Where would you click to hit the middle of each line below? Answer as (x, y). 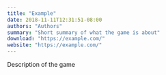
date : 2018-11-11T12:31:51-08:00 (55, 20)
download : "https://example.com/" (56, 39)
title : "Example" (32, 13)
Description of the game (41, 64)
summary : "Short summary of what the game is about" (84, 32)
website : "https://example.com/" (55, 45)
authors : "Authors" (35, 26)
